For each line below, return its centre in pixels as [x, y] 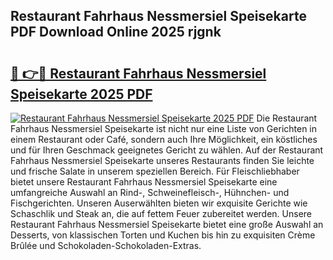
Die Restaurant [287, 118]
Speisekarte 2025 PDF [81, 94]
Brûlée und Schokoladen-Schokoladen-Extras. [106, 245]
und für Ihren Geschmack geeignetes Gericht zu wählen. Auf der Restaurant [167, 150]
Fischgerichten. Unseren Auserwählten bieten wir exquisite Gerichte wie [159, 203]
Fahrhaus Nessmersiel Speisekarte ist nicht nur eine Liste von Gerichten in [164, 128]
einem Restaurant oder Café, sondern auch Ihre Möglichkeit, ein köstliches [164, 139]
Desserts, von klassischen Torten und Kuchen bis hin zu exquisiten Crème [163, 235]
